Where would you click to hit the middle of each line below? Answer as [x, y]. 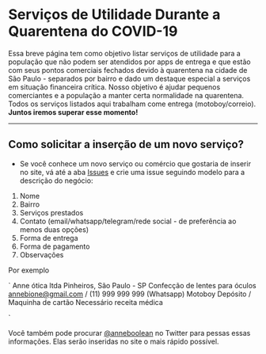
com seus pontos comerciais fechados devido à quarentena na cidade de [128, 70]
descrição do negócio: [56, 181]
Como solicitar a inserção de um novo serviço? [126, 145]
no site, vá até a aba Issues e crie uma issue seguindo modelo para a [132, 172]
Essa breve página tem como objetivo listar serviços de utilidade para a [125, 53]
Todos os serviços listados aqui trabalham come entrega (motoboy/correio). [132, 104]
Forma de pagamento [55, 246]
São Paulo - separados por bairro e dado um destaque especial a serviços [129, 78]
